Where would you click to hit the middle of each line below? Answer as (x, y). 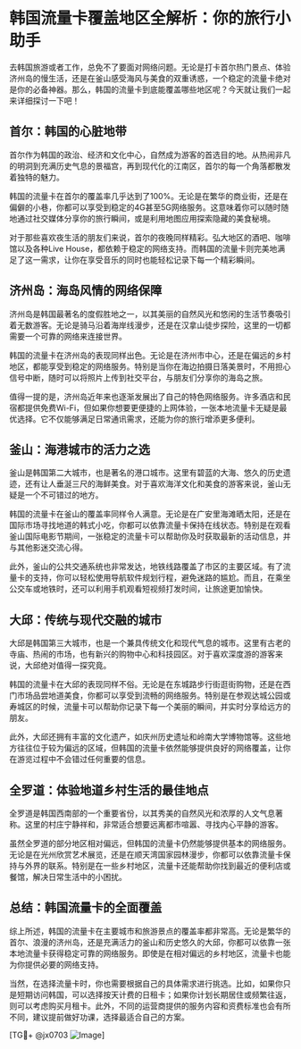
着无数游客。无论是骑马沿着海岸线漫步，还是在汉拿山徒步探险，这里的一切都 (150, 325)
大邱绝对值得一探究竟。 (68, 666)
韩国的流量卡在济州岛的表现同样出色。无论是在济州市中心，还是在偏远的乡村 (150, 355)
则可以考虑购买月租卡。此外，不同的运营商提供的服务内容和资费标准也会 (142, 1005)
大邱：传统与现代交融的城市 (86, 620)
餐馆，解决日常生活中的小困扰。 (68, 877)
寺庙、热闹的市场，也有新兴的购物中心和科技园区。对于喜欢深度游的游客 (142, 654)
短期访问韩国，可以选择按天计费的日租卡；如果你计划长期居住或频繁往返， (154, 994)
